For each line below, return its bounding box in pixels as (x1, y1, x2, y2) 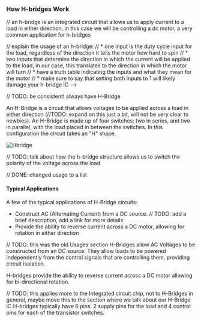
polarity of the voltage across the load (6, 160, 101, 167)
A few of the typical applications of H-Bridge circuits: (6, 198, 138, 205)
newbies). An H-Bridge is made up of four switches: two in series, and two (6, 117, 190, 124)
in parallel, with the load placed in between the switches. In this (6, 124, 163, 131)
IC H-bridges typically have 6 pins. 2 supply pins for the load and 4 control (6, 302, 191, 309)
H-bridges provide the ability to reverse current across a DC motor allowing (6, 272, 193, 279)
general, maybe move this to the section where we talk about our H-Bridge (6, 296, 191, 303)
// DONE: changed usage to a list (6, 171, 87, 178)
